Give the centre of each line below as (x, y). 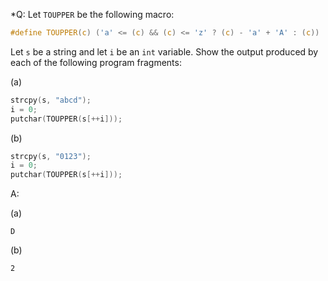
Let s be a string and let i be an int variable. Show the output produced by (164, 51)
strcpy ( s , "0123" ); (51, 156)
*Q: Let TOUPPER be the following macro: (92, 14)
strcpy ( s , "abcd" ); (51, 100)
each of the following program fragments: (96, 62)
